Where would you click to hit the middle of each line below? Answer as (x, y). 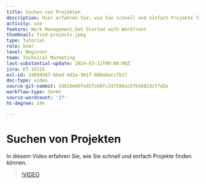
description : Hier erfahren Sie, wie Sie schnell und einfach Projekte (100, 18)
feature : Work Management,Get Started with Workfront (77, 29)
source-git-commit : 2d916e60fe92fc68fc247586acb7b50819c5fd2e (87, 86)
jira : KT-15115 (26, 69)
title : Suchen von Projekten (44, 12)
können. (17, 163)
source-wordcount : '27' (37, 98)
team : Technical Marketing (41, 58)
